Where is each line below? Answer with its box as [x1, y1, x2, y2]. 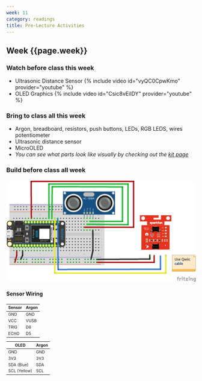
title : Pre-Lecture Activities [6, 22, 85, 28]
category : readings [6, 16, 55, 22]
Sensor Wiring [6, 290, 43, 297]
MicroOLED [14, 145, 44, 152]
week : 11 [6, 10, 28, 16]
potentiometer [14, 131, 50, 139]
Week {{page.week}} [6, 45, 88, 55]
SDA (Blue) [8, 362, 29, 368]
